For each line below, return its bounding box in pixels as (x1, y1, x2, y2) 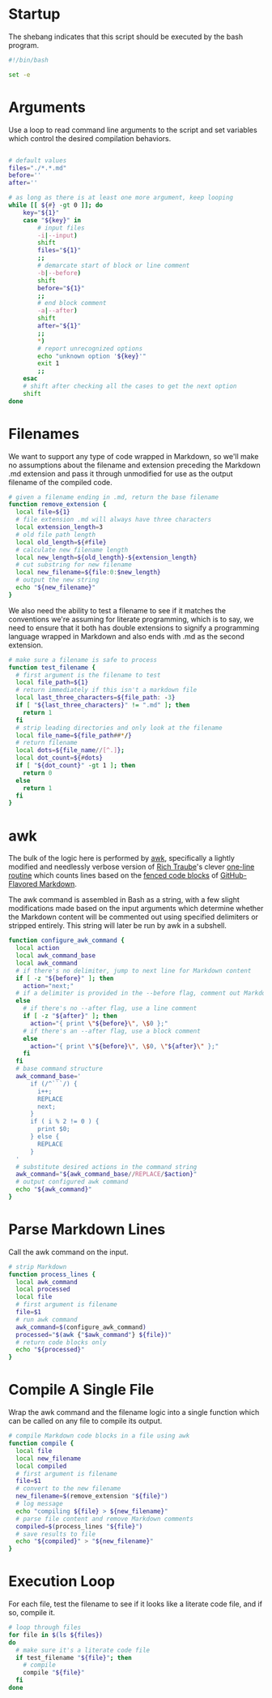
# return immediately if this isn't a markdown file (15, 686, 198, 694)
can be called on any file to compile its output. (8, 1416, 163, 1426)
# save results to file (15, 1530, 96, 1538)
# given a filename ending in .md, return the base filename (8, 492, 219, 501)
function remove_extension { (8, 501, 107, 509)
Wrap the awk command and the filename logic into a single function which (8, 1408, 260, 1417)
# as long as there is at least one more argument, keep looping (8, 194, 233, 202)
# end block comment (37, 299, 107, 307)
